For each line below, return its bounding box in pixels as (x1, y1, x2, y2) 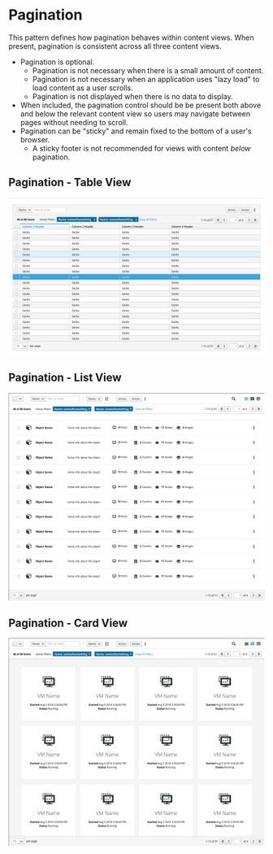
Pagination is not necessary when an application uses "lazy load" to (32, 74, 260, 84)
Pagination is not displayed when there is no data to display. (32, 91, 233, 101)
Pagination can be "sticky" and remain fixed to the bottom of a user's (19, 126, 252, 136)
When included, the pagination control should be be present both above (19, 100, 262, 110)
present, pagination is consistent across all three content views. (8, 41, 222, 50)
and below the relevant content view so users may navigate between (19, 108, 250, 119)
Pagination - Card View (8, 617, 128, 630)
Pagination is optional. (19, 57, 95, 67)
